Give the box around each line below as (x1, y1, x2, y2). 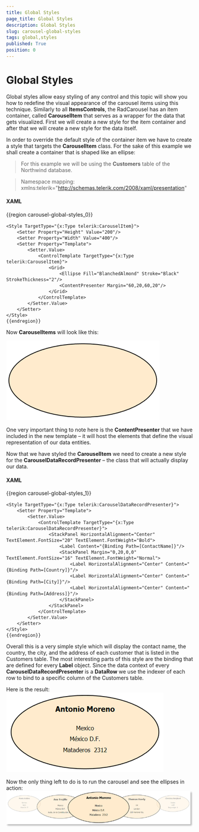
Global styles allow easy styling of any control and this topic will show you (6, 93, 188, 100)
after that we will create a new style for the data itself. (6, 125, 138, 132)
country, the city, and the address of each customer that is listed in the (6, 649, 179, 656)
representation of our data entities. (6, 439, 91, 446)
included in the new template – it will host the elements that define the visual (6, 433, 193, 440)
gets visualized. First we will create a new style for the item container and (6, 118, 186, 125)
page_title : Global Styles (6, 15, 73, 22)
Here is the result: (6, 686, 50, 693)
